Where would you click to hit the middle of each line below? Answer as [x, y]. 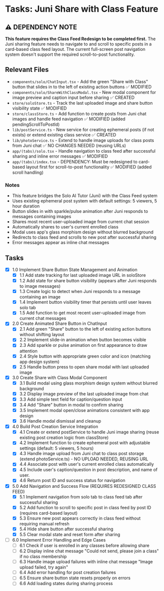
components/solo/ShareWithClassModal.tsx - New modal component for [84, 92]
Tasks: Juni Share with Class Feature [82, 9]
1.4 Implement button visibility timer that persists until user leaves [85, 302]
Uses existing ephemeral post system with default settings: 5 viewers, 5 [85, 201]
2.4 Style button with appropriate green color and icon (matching [85, 356]
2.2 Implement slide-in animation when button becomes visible [83, 340]
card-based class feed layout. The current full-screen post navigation [75, 49]
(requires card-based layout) [48, 513]
